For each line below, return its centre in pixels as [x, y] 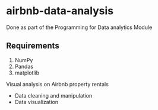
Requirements [33, 46]
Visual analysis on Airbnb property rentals [57, 84]
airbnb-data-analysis [60, 11]
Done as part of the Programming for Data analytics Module [79, 27]
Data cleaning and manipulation [53, 95]
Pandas [24, 66]
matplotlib [27, 73]
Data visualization [37, 102]
